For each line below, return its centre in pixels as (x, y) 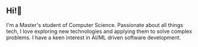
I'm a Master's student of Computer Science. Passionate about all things (95, 25)
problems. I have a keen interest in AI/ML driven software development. (94, 37)
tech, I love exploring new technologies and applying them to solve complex (99, 31)
